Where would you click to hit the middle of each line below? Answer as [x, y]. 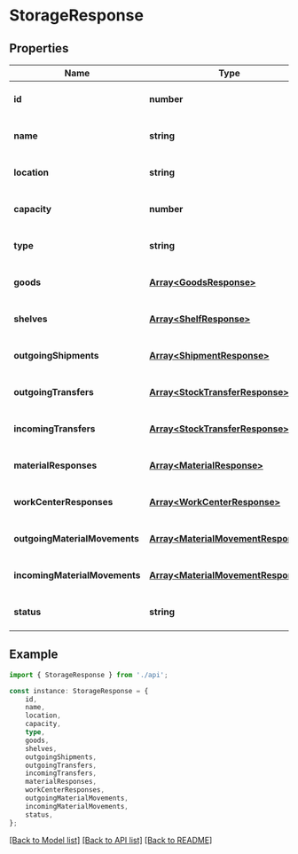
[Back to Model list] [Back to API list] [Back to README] [111, 840]
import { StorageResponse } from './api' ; [89, 675]
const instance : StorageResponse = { [79, 691]
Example [34, 655]
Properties [39, 48]
